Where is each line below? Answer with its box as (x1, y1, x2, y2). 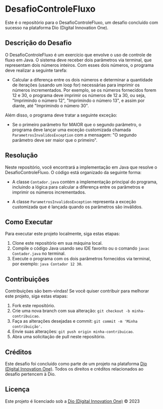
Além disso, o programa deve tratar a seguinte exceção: (5, 112, 118, 118)
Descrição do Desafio (5, 39, 72, 47)
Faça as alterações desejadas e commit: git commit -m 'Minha (12, 318, 138, 324)
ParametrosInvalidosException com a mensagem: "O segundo (12, 132, 137, 137)
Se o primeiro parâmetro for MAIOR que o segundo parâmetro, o (12, 121, 142, 127)
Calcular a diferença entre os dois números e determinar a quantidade (12, 77, 153, 82)
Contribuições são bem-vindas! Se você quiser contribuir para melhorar (5, 288, 149, 294)
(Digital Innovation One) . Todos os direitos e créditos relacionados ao (5, 366, 144, 371)
